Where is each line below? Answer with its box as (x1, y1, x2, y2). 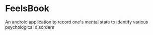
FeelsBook (5, 3, 50, 14)
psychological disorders (5, 24, 55, 30)
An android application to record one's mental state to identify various (5, 19, 148, 25)
